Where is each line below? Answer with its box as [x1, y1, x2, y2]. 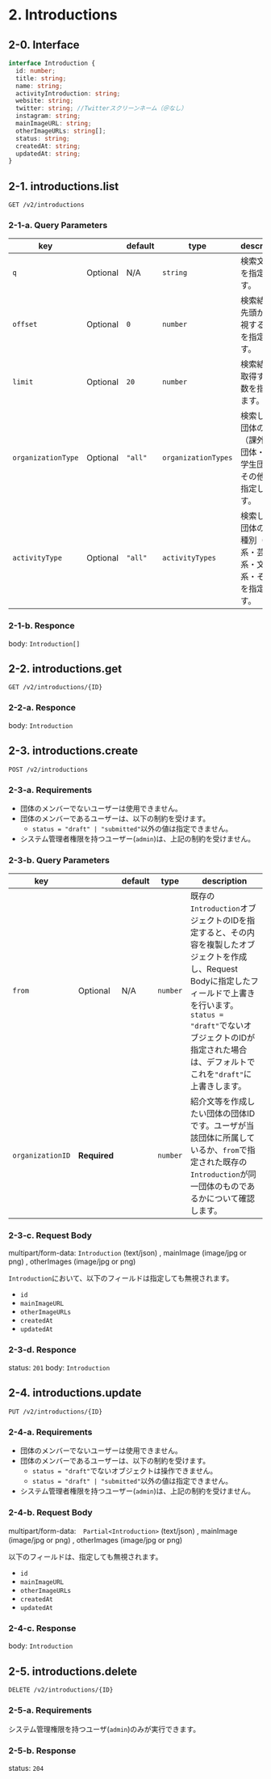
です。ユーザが [190, 1120, 247, 1132]
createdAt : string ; [15, 142, 81, 150]
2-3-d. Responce [8, 1345, 77, 1356]
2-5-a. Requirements [8, 1705, 93, 1716]
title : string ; [15, 74, 67, 83]
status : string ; [15, 134, 70, 142]
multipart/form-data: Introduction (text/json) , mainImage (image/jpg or [8, 1248, 248, 1258]
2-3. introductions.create [8, 744, 139, 758]
